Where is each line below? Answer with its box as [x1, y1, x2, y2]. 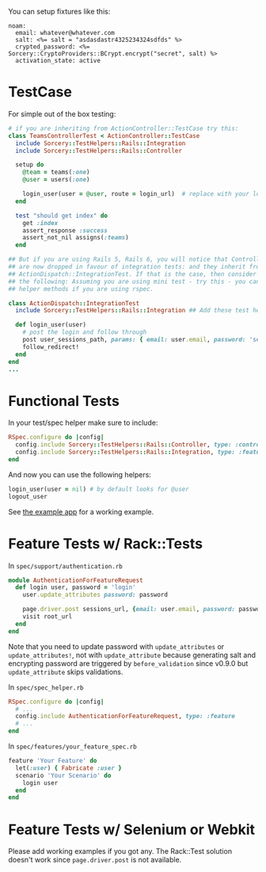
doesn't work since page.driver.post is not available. [8, 855, 182, 865]
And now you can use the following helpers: [8, 469, 152, 479]
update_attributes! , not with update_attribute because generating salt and [8, 650, 256, 660]
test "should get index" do [15, 212, 108, 220]
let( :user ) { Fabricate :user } [15, 764, 123, 772]
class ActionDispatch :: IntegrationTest [8, 299, 140, 308]
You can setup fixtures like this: [8, 7, 111, 16]
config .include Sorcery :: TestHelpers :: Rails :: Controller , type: [15, 441, 232, 449]
